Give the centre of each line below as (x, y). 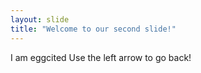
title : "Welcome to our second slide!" (93, 29)
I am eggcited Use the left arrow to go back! (101, 57)
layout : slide (40, 19)
